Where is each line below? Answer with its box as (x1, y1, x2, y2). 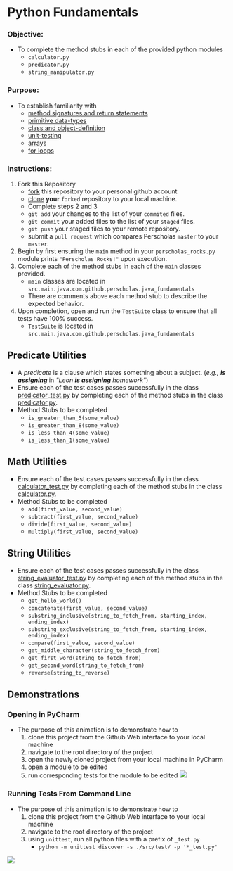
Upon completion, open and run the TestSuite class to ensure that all (17, 307, 218, 315)
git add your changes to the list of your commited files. (27, 210, 185, 218)
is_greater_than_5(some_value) (27, 414, 120, 421)
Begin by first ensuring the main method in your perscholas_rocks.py (17, 247, 215, 255)
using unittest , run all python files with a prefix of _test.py (27, 834, 200, 843)
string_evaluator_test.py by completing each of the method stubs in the (17, 573, 223, 582)
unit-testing (27, 131, 62, 139)
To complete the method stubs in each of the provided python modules (17, 45, 223, 53)
